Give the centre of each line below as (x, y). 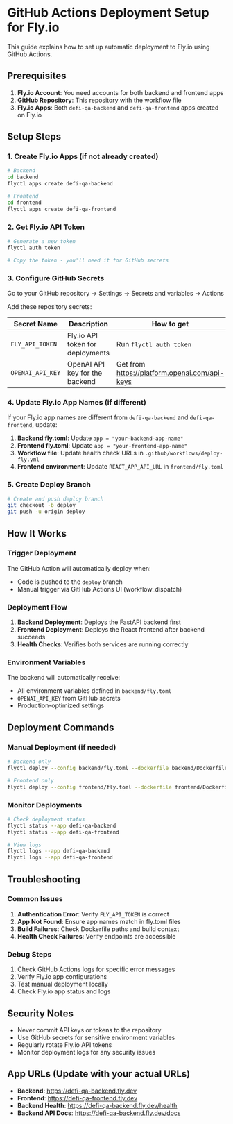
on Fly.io (29, 115)
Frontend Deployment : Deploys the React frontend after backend (111, 630)
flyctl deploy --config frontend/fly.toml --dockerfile (89, 787)
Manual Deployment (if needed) (62, 747)
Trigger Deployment (42, 553)
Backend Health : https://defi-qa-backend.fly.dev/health (97, 1105)
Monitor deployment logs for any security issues (86, 1052)
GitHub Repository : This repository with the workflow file (99, 100)
